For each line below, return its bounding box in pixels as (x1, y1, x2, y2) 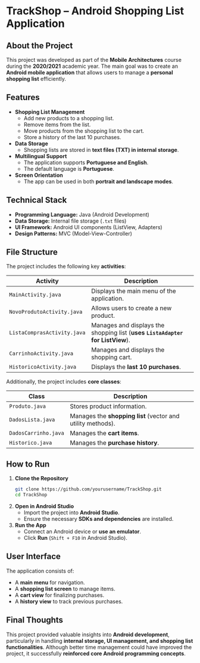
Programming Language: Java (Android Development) (14, 211, 150, 218)
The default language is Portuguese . (23, 165, 115, 172)
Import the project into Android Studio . (23, 509, 120, 516)
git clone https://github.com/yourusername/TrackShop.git (14, 486, 162, 492)
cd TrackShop (14, 492, 48, 498)
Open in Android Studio (14, 503, 74, 509)
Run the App (14, 522, 46, 528)
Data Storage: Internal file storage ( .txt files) (14, 217, 127, 224)
